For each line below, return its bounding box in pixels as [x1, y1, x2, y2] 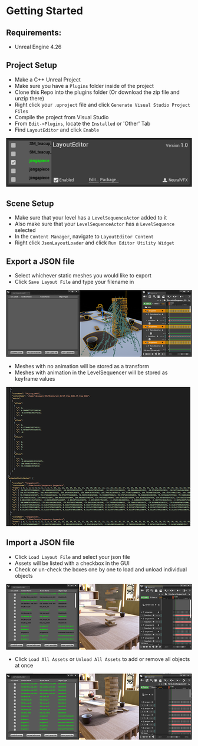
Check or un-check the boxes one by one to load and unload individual [14, 565, 187, 573]
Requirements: [6, 28, 62, 38]
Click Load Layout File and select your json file [14, 553, 131, 560]
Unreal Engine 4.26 [14, 43, 62, 50]
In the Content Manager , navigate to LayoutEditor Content [14, 233, 154, 240]
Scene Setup [6, 198, 54, 208]
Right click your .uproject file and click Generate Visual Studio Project [14, 101, 190, 108]
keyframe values [14, 375, 55, 382]
